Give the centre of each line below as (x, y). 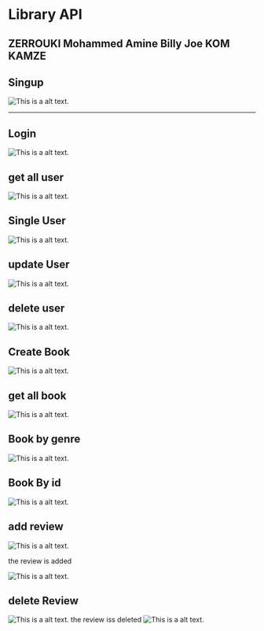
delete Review (43, 601)
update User (39, 265)
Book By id (35, 483)
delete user (37, 308)
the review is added (40, 561)
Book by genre (44, 439)
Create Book (39, 352)
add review (36, 527)
